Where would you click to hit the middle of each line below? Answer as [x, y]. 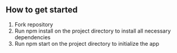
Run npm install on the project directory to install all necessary [92, 31]
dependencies [33, 37]
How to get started [42, 10]
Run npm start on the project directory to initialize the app [87, 43]
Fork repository [34, 24]
